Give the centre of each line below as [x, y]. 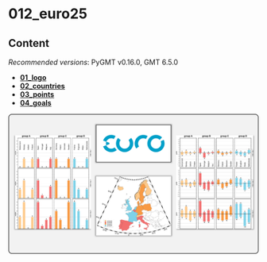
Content [29, 43]
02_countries [42, 86]
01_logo [33, 77]
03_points [37, 94]
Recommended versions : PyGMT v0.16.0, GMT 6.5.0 [93, 62]
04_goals [35, 103]
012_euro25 [48, 14]
